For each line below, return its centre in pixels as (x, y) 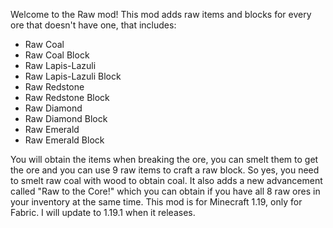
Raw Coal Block (57, 55)
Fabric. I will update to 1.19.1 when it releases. (103, 212)
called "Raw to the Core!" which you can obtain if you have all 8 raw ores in (165, 191)
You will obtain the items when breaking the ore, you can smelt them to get (164, 159)
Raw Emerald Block (64, 140)
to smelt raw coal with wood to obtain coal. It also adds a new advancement (166, 180)
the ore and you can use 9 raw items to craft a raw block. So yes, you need (165, 170)
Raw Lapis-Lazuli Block (73, 76)
